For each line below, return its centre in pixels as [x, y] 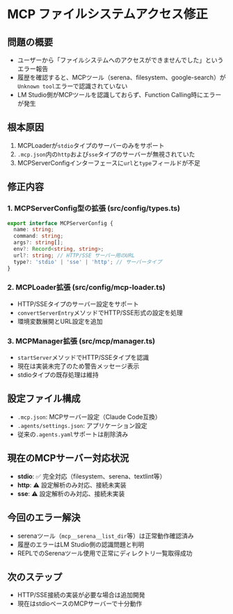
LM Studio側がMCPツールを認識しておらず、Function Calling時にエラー [119, 95]
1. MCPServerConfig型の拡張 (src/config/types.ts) [94, 208]
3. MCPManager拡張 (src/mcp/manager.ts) [81, 341]
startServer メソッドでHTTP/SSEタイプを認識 [83, 358]
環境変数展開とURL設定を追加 [60, 321]
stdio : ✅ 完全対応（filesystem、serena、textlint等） [91, 476]
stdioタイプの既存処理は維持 [58, 375]
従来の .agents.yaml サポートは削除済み [73, 434]
